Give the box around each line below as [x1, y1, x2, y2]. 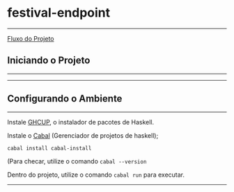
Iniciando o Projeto [7, 54, 91, 67]
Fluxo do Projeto [7, 34, 54, 42]
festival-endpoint [7, 5, 111, 21]
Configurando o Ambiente [7, 93, 123, 105]
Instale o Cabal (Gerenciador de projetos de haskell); [7, 131, 159, 140]
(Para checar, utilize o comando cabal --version [7, 157, 147, 165]
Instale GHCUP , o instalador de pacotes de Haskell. [7, 118, 155, 126]
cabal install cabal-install [7, 145, 92, 152]
